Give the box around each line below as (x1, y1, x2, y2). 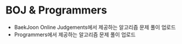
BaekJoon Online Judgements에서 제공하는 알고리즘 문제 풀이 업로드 (14, 23, 176, 31)
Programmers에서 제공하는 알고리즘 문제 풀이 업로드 (14, 31, 136, 38)
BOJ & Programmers (5, 4, 108, 17)
